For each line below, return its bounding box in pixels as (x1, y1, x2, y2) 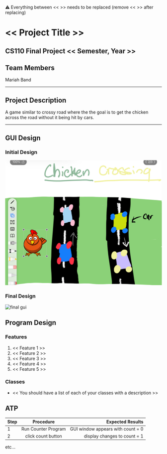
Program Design (5, 318, 56, 327)
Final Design (5, 293, 36, 300)
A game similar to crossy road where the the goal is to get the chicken (5, 109, 149, 115)
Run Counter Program (21, 426, 66, 432)
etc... (5, 444, 16, 450)
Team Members (5, 63, 55, 72)
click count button (25, 433, 62, 439)
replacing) (5, 9, 26, 15)
